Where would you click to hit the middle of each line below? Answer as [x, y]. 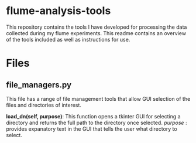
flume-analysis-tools [59, 11]
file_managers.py [39, 85]
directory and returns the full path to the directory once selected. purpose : [97, 122]
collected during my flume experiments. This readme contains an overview [96, 33]
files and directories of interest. [44, 105]
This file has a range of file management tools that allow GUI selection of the [98, 98]
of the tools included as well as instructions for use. [68, 39]
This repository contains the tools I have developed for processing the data [97, 27]
